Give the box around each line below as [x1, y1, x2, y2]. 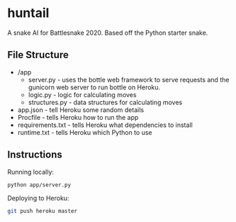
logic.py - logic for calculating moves [28, 90, 137, 99]
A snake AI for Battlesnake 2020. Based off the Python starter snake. [7, 28, 208, 37]
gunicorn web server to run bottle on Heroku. [28, 83, 161, 91]
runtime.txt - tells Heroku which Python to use [17, 128, 152, 136]
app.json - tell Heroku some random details [17, 105, 144, 114]
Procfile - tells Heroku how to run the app [17, 113, 139, 121]
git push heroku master [7, 208, 78, 215]
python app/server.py [7, 181, 72, 189]
